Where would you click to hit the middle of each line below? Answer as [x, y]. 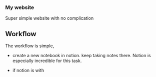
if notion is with [28, 71]
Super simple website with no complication [49, 18]
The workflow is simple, [30, 46]
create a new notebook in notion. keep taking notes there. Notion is [81, 56]
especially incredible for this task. [47, 61]
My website [20, 7]
